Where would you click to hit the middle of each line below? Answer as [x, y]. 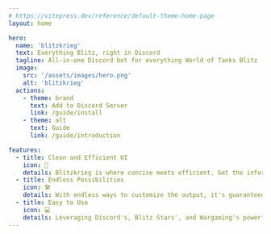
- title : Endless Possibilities [70, 180]
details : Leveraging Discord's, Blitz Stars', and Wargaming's [131, 217]
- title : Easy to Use [52, 203]
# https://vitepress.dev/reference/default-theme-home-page [112, 16]
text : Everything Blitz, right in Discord [88, 53]
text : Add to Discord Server [79, 106]
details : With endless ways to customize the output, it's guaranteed [144, 195]
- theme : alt [45, 121]
